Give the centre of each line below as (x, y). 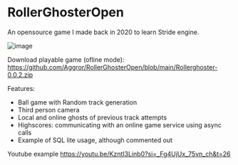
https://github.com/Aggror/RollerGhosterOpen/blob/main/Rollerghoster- (113, 67)
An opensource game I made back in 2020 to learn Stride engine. (103, 32)
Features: (21, 88)
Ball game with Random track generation (77, 102)
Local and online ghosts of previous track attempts (92, 117)
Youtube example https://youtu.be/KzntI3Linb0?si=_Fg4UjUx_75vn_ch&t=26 (119, 154)
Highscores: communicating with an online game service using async (120, 124)
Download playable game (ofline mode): (66, 59)
